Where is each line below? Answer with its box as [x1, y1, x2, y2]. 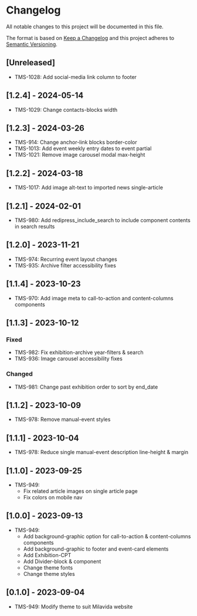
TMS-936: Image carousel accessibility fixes [14, 355, 123, 362]
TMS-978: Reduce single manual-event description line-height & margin [14, 449, 189, 456]
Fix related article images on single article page [23, 488, 138, 495]
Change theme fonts [23, 564, 73, 571]
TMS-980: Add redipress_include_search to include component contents [14, 217, 191, 224]
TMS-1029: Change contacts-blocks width [14, 106, 118, 113]
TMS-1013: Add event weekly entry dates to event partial [14, 145, 152, 152]
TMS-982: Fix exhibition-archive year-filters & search [14, 349, 144, 356]
